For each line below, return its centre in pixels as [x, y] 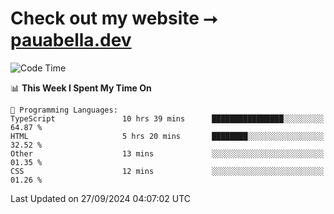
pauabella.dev [71, 40]
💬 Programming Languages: [64, 110]
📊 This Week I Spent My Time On [81, 88]
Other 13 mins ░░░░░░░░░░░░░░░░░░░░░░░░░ [167, 153]
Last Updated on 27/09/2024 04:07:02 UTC [101, 198]
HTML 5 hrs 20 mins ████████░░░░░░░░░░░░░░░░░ [167, 136]
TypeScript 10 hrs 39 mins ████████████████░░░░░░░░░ [167, 118]
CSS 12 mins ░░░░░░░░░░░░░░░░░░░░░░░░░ [167, 171]
